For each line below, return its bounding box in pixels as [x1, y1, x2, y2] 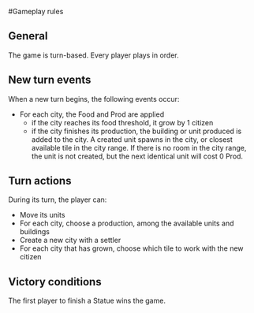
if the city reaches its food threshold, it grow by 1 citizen [31, 117, 214, 127]
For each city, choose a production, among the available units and [19, 218, 234, 228]
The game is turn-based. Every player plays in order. [8, 50, 179, 60]
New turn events [8, 73, 92, 87]
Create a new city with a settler [19, 236, 121, 245]
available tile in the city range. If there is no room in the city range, [31, 143, 247, 152]
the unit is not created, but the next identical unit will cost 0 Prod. [31, 151, 243, 161]
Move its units [19, 211, 65, 220]
